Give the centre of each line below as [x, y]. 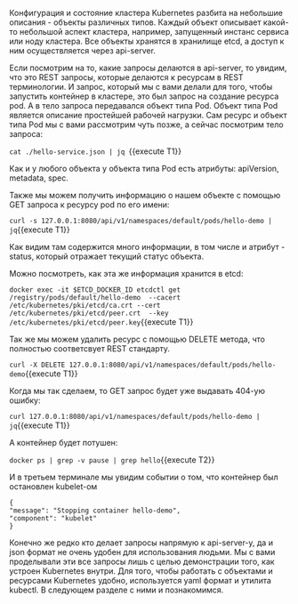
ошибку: [25, 400]
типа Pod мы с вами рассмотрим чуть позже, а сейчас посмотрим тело [146, 125]
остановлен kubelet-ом [53, 487]
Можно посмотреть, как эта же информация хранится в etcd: [126, 274]
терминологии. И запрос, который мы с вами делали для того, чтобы [141, 87]
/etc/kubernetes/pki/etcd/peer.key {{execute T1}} [101, 322]
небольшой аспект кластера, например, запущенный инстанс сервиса [154, 32]
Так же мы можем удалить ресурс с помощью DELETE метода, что [137, 339]
